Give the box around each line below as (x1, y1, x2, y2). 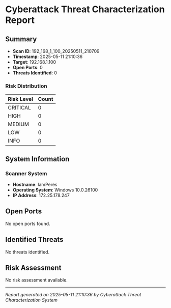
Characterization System (5, 297, 58, 303)
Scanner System (5, 170, 47, 177)
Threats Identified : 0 (12, 70, 58, 76)
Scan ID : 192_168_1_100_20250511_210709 (12, 48, 100, 54)
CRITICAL (8, 104, 32, 111)
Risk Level (8, 96, 33, 103)
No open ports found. (5, 220, 50, 227)
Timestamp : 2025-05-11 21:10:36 (12, 53, 83, 60)
